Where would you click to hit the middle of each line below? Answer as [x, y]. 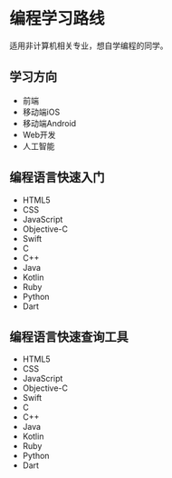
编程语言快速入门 [57, 178]
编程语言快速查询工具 [69, 337]
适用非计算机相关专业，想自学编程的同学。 [89, 45]
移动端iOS [41, 112]
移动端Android [49, 123]
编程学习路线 [57, 19]
